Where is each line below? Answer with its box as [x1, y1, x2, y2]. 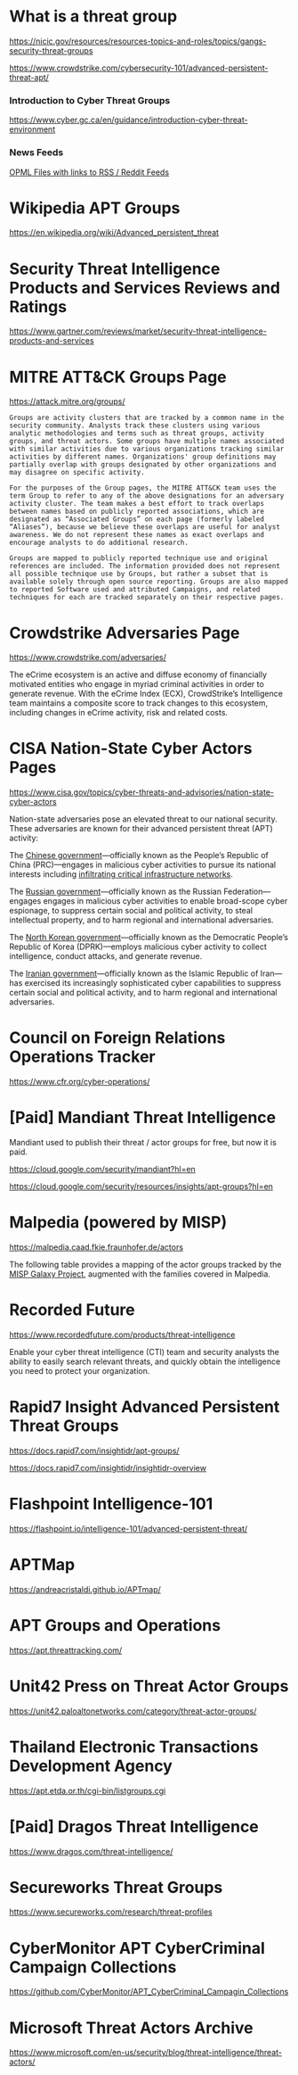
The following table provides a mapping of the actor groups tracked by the [9, 1260, 282, 1270]
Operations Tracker [9, 1046, 156, 1067]
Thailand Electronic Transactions [9, 1737, 259, 1757]
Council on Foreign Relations [9, 1028, 226, 1048]
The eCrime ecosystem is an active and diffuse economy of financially [9, 669, 268, 680]
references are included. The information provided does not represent [9, 562, 280, 571]
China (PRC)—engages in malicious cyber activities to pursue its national [9, 859, 277, 871]
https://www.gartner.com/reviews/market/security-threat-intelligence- [9, 326, 267, 336]
